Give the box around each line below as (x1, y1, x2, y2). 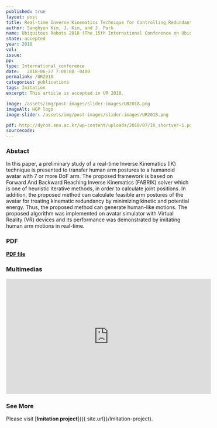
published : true (6, 8, 46, 15)
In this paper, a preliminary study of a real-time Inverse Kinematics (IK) (6, 160, 177, 167)
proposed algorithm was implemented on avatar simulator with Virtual (6, 210, 174, 217)
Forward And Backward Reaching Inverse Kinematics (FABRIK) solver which (6, 179, 189, 186)
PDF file (6, 250, 26, 258)
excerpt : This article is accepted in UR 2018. (6, 90, 125, 96)
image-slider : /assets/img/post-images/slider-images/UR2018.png (6, 112, 168, 118)
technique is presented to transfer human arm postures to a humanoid (6, 166, 175, 173)
